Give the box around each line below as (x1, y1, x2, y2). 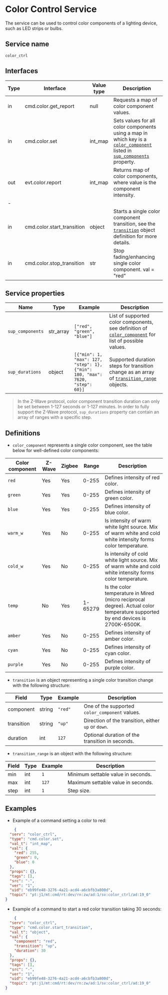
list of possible (109, 337, 143, 344)
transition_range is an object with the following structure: (12, 751, 132, 757)
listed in (113, 147, 132, 154)
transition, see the (113, 220, 156, 227)
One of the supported (83, 703, 134, 710)
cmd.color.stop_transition (24, 259, 85, 266)
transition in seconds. (83, 738, 134, 745)
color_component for (109, 331, 156, 338)
